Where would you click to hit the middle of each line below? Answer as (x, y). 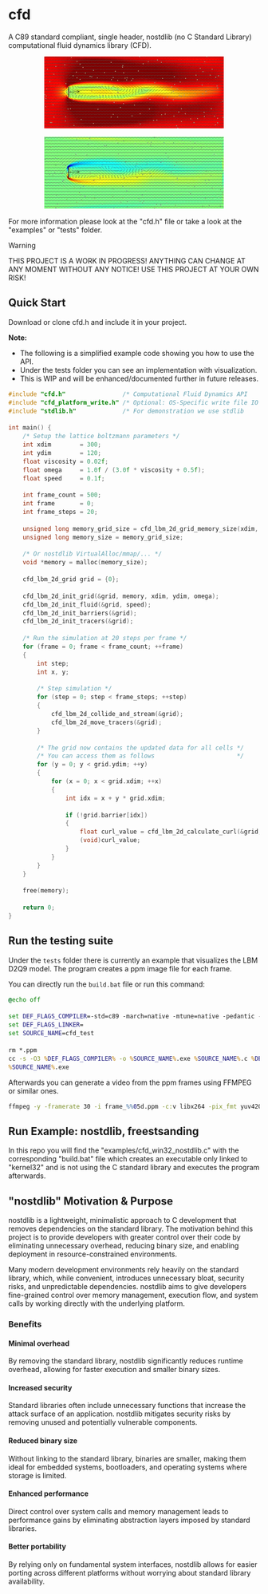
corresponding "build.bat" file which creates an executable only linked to (128, 1159)
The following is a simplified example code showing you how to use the (137, 353)
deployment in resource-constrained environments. (93, 1254)
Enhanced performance (49, 1493)
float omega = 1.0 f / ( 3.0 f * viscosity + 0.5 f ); (114, 470)
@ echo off (25, 999)
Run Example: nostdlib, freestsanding (104, 1131)
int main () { (30, 428)
